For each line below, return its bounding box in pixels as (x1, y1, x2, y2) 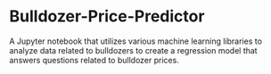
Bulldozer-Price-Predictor (9, 6, 205, 27)
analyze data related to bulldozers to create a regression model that (9, 45, 258, 55)
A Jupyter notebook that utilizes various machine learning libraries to (9, 36, 263, 46)
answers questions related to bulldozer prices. (9, 54, 180, 65)
